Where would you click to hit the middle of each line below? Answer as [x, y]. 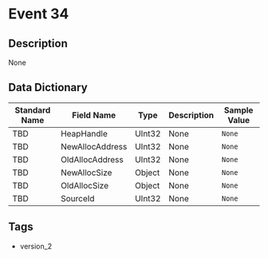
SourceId [78, 198]
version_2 [36, 246]
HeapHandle [84, 133]
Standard [33, 110]
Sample [238, 110]
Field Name [94, 115]
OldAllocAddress [92, 159]
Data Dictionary [48, 87]
